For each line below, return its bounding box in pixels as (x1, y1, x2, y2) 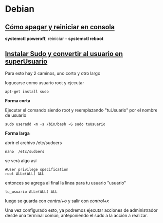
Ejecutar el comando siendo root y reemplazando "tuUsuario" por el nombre (5, 107, 158, 113)
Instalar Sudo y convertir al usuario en (5, 50, 123, 58)
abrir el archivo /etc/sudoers (5, 140, 62, 146)
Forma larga (5, 130, 30, 136)
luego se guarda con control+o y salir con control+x (5, 198, 109, 204)
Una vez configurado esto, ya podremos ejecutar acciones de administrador (5, 207, 158, 213)
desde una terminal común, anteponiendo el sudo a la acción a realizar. (5, 212, 148, 218)
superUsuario (5, 57, 48, 66)
